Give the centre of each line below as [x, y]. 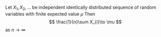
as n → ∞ [15, 29]
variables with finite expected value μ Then [50, 14]
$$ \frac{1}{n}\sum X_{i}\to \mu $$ [85, 22]
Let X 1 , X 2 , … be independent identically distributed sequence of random [81, 8]
